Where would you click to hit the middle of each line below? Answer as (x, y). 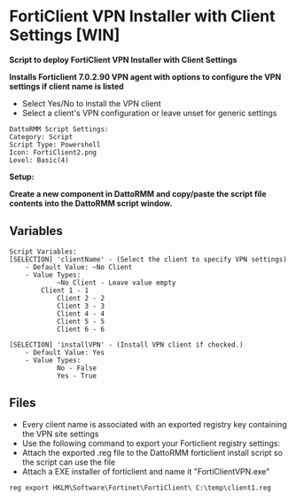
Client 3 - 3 (80, 306)
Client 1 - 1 (65, 290)
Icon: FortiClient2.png (53, 153)
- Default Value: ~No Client (79, 267)
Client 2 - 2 (80, 298)
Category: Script (41, 137)
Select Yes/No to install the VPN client (91, 103)
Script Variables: (43, 251)
